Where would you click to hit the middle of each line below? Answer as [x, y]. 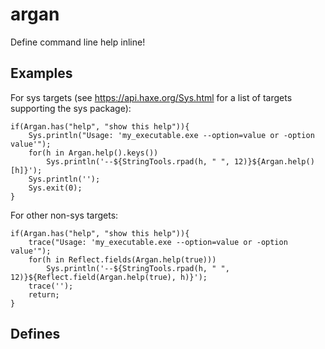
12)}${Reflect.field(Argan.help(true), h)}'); [109, 277]
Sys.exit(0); [55, 188]
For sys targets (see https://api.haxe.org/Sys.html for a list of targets [151, 97]
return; [44, 294]
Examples [41, 73]
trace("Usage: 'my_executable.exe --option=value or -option [158, 242]
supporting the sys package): [71, 108]
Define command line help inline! [78, 42]
